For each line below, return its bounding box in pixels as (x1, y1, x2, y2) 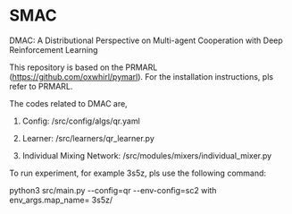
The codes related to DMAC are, (9, 98, 128, 108)
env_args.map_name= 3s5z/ (9, 194, 113, 205)
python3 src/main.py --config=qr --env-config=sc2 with (9, 184, 217, 195)
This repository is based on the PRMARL (9, 62, 158, 73)
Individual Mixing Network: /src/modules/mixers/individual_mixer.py (21, 150, 272, 161)
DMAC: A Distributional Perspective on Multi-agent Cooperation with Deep (9, 35, 283, 46)
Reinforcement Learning (9, 44, 98, 55)
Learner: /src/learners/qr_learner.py (21, 133, 154, 143)
